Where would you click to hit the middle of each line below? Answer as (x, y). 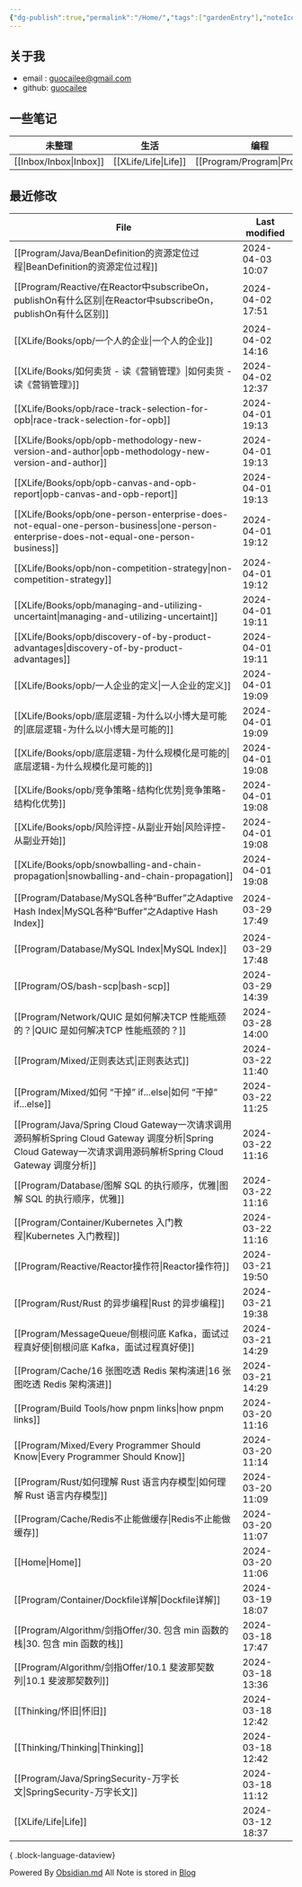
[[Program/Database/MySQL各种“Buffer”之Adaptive (124, 898)
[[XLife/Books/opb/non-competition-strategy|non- (124, 569)
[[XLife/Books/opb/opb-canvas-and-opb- (106, 483)
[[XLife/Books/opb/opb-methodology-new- (108, 440)
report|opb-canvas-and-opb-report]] (96, 494)
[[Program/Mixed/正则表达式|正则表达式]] (102, 1061)
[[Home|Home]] (48, 1563)
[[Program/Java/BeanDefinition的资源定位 (102, 253)
